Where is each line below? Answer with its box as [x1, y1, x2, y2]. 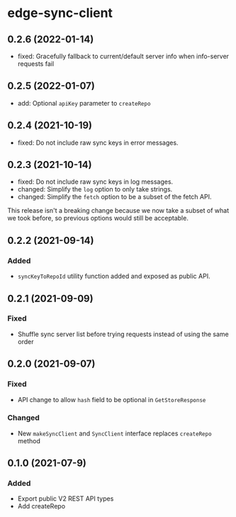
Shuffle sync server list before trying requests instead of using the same [17, 330, 229, 338]
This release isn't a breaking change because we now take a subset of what [7, 206, 229, 215]
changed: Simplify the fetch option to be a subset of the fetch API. [17, 193, 212, 201]
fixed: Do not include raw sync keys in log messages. [17, 177, 174, 186]
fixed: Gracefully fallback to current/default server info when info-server [17, 52, 229, 60]
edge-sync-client [7, 5, 113, 21]
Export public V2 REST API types [17, 494, 114, 503]
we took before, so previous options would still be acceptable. [7, 214, 189, 223]
